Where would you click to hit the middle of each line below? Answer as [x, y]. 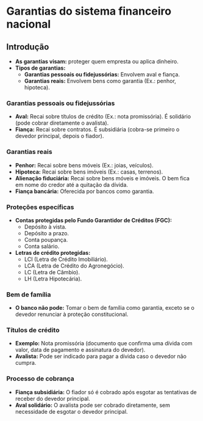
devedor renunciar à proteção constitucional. [72, 314]
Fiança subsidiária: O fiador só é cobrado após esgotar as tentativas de [106, 392]
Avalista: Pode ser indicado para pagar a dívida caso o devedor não [101, 356]
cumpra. [26, 363]
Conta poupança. [46, 240]
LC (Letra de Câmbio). [52, 272]
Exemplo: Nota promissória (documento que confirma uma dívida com [104, 343]
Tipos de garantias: [40, 68]
